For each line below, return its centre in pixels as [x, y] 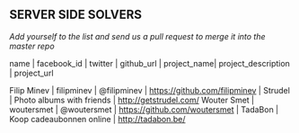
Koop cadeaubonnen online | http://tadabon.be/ [97, 119]
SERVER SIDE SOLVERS [75, 15]
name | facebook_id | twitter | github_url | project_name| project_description [149, 63]
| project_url [31, 73]
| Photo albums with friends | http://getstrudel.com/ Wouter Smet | [132, 100]
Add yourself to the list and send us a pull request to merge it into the [138, 36]
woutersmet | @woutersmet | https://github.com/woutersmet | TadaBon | [144, 109]
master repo [32, 46]
